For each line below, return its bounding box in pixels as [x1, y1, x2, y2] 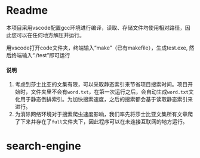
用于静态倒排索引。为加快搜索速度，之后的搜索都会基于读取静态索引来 [20, 96, 193, 103]
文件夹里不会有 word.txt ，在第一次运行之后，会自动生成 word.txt [30, 88, 189, 95]
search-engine [6, 140, 82, 153]
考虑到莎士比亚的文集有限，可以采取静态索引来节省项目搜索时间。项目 [14, 81, 188, 88]
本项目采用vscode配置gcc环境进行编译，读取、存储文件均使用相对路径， [6, 24, 185, 31]
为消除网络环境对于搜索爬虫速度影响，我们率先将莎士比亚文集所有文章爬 [14, 111, 193, 118]
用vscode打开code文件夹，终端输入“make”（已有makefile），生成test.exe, [6, 44, 188, 51]
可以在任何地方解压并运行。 [16, 31, 85, 39]
